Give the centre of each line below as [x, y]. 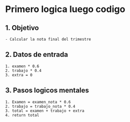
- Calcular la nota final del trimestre [48, 39]
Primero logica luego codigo [65, 9]
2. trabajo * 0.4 [23, 71]
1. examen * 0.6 [22, 66]
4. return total [22, 115]
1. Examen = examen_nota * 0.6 [38, 102]
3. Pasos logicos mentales [47, 91]
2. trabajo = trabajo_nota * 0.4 [40, 106]
